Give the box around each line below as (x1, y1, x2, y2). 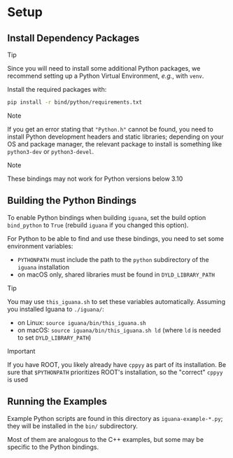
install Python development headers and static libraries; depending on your (7, 132, 224, 141)
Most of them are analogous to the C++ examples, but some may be (7, 435, 204, 443)
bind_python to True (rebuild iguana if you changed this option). (7, 221, 189, 229)
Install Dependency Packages (7, 32, 140, 44)
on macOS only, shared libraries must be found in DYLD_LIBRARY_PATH (17, 270, 216, 279)
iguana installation (17, 263, 70, 271)
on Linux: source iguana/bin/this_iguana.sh (17, 318, 146, 326)
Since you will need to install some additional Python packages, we (7, 64, 201, 72)
